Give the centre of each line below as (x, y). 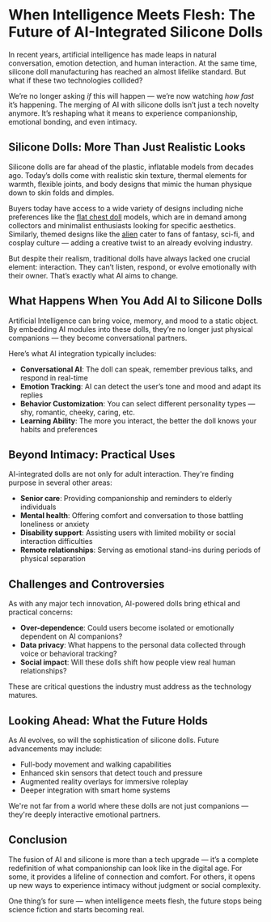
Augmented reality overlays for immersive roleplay (104, 782)
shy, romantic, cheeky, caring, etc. (78, 412)
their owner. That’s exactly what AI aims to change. (93, 275)
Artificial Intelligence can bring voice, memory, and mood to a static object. (133, 321)
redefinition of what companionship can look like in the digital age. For (125, 868)
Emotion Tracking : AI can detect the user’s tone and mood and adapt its (140, 386)
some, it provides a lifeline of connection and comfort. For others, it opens (132, 877)
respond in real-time (54, 377)
